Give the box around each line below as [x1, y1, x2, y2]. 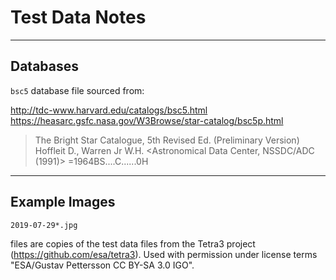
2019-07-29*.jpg [10, 220, 78, 230]
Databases [10, 58, 80, 75]
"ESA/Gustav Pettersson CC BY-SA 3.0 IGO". [10, 259, 195, 271]
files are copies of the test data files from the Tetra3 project [10, 237, 256, 250]
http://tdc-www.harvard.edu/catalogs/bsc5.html [10, 104, 208, 116]
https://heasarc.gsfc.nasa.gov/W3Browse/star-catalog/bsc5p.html [10, 114, 284, 126]
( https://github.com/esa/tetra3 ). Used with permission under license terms [10, 248, 318, 260]
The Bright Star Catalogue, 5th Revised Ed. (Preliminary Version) [34, 134, 300, 146]
